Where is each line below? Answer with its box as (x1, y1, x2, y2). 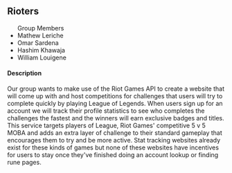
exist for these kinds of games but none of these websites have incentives (7, 143, 220, 152)
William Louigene (17, 53, 67, 62)
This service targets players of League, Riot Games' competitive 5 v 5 (7, 121, 206, 130)
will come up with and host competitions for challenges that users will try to (7, 92, 223, 100)
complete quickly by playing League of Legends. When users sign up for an (7, 100, 223, 108)
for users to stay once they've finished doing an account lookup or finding (7, 151, 219, 159)
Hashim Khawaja (17, 46, 66, 54)
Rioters (7, 6, 39, 17)
